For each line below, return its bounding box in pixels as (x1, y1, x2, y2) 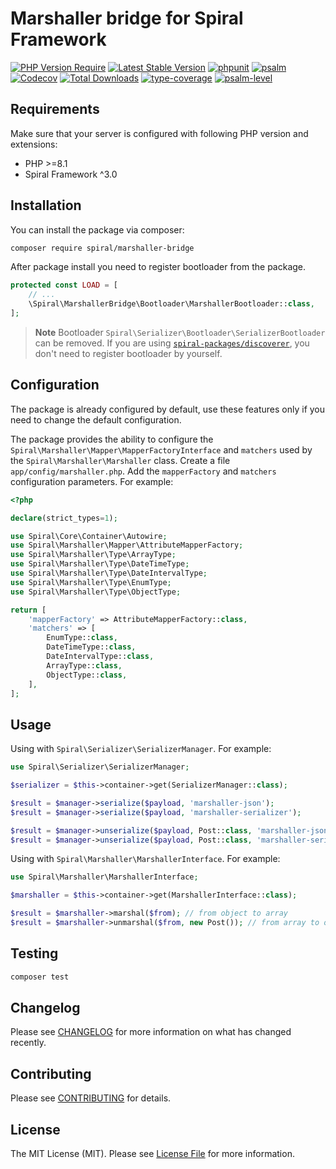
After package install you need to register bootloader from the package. (10, 261, 307, 273)
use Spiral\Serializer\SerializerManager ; (10, 762, 190, 772)
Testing (10, 945, 59, 962)
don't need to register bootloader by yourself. (34, 347, 223, 359)
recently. (10, 1037, 47, 1049)
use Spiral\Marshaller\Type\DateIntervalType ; (10, 568, 208, 578)
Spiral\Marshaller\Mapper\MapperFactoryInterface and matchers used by (10, 443, 313, 456)
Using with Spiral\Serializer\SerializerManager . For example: (10, 743, 272, 755)
